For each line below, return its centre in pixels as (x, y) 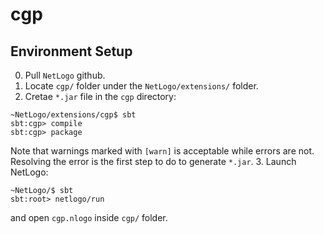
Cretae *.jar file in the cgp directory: (100, 96)
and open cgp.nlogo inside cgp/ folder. (89, 217)
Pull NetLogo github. (65, 75)
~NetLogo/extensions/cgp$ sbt (73, 115)
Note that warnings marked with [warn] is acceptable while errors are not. (162, 151)
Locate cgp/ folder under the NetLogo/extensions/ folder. (141, 86)
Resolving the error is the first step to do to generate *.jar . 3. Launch (153, 161)
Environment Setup (71, 51)
